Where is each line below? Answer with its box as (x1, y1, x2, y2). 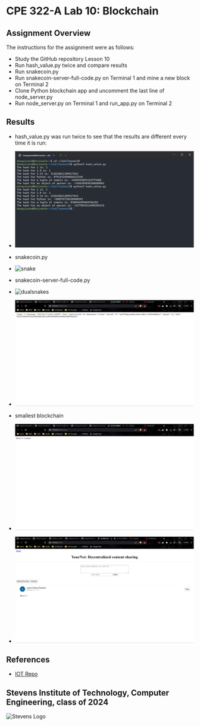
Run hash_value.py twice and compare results (14, 61, 128, 69)
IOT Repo (14, 670, 38, 678)
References (6, 655, 50, 665)
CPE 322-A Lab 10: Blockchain (6, 4, 159, 18)
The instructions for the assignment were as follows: (6, 44, 135, 51)
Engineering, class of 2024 (6, 697, 109, 707)
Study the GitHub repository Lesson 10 (14, 56, 110, 62)
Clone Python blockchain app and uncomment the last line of (14, 87, 165, 94)
